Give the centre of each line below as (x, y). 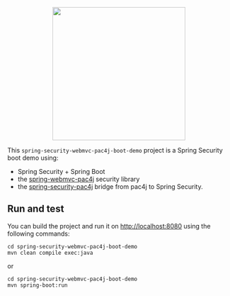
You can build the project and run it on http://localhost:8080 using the (109, 226)
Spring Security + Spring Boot (61, 171)
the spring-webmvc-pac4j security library (79, 179)
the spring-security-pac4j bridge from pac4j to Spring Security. (110, 187)
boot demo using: (33, 158)
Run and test (36, 209)
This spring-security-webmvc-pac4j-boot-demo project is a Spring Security (115, 150)
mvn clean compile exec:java (50, 253)
